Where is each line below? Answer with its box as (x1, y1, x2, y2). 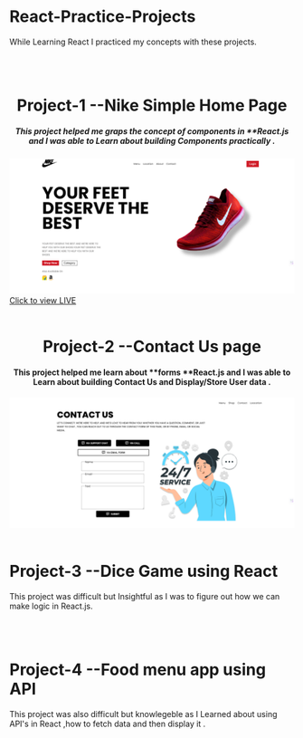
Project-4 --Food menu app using (9, 659, 267, 680)
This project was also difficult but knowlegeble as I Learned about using (9, 708, 278, 719)
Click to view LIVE (9, 295, 77, 306)
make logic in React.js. (9, 600, 93, 611)
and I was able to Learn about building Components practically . (28, 135, 276, 146)
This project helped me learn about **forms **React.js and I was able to (13, 367, 291, 378)
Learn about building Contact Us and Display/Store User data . (33, 377, 271, 388)
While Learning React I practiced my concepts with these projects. (9, 36, 258, 47)
